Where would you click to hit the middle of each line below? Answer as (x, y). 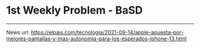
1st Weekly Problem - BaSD (74, 10)
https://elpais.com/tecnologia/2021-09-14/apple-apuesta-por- (107, 32)
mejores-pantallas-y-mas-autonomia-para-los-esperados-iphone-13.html (96, 39)
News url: (18, 32)
